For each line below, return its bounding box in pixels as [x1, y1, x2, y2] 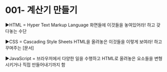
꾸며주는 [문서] [5, 45, 34, 51]
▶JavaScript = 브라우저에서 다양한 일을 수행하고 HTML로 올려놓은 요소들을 [5, 55, 153, 61]
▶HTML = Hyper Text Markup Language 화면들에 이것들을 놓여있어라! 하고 [5, 22, 155, 28]
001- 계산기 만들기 [5, 4, 77, 16]
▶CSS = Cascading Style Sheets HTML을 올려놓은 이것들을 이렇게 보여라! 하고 [5, 38, 162, 45]
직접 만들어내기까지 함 [22, 62, 66, 68]
